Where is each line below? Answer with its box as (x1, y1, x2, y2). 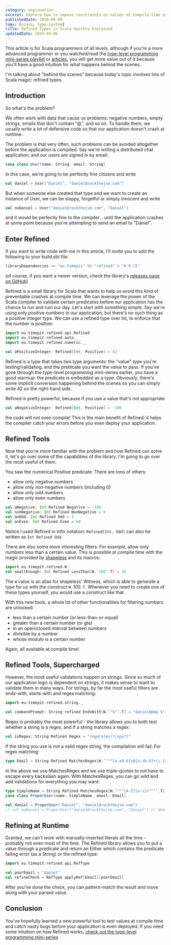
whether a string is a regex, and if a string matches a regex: (5, 724, 130, 730)
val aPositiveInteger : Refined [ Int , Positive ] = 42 (5, 349, 117, 354)
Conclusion (5, 904, 43, 913)
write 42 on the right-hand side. (5, 386, 72, 392)
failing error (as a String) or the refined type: (5, 851, 98, 857)
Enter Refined (5, 235, 50, 243)
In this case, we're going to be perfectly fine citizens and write (5, 171, 136, 177)
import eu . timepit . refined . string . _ (5, 700, 83, 705)
